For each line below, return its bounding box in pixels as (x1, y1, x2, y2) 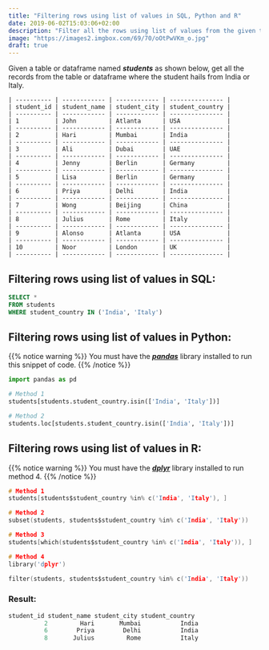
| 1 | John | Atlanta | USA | (8, 117, 231, 125)
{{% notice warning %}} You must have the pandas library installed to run (8, 352, 252, 361)
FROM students (8, 301, 56, 309)
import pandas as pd (8, 376, 78, 384)
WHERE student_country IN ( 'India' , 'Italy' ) (8, 308, 163, 317)
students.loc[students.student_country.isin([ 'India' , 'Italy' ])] (8, 419, 235, 427)
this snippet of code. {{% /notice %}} (8, 360, 131, 369)
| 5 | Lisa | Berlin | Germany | (8, 173, 231, 181)
